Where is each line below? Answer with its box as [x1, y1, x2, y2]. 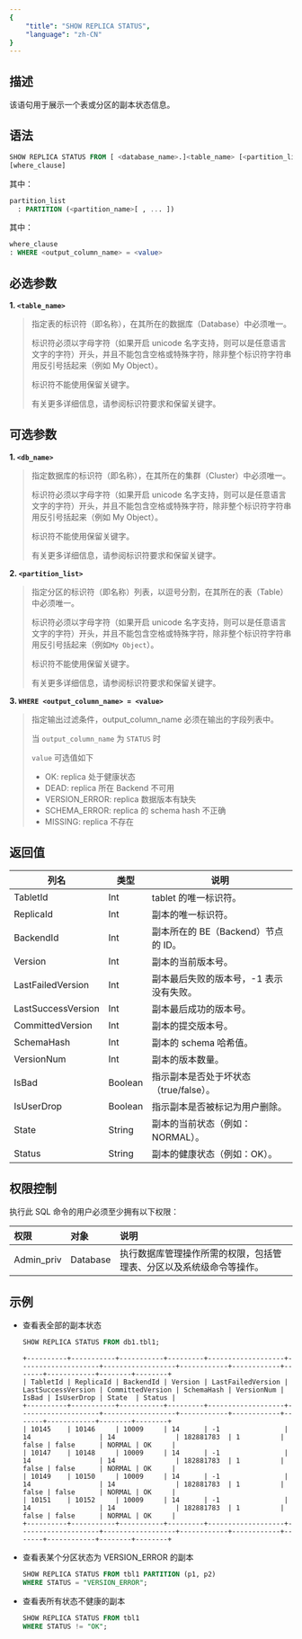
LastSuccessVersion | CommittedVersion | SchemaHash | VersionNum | [22, 1385, 285, 1394]
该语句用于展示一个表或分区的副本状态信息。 [9, 100, 175, 111]
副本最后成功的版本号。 [151, 1002, 252, 1015]
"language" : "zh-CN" [25, 30, 102, 39]
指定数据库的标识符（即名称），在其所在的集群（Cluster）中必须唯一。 [31, 469, 290, 481]
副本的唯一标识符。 [151, 908, 234, 921]
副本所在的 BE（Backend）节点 [151, 925, 284, 938]
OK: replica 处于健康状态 [44, 771, 137, 782]
